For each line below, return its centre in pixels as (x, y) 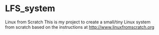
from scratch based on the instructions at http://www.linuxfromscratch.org (80, 27)
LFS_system (30, 9)
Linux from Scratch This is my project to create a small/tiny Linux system (78, 22)
